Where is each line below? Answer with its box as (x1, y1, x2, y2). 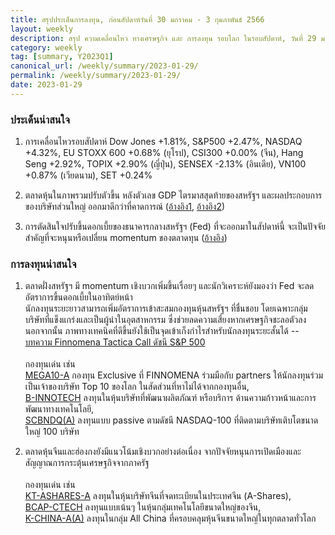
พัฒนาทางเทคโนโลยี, (24, 403, 95, 415)
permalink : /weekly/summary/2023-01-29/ (10, 71, 182, 81)
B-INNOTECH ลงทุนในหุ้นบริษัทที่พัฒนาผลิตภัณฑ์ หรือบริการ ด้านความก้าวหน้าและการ (24, 392, 317, 404)
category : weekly (10, 42, 83, 53)
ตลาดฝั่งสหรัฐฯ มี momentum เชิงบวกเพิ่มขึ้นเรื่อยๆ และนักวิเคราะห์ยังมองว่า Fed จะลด (24, 280, 315, 292)
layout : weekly (10, 24, 74, 34)
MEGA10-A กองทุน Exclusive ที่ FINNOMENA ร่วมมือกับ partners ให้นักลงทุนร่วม (24, 369, 324, 381)
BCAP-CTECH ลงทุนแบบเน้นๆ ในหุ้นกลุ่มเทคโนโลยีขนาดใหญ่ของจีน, (24, 501, 262, 513)
